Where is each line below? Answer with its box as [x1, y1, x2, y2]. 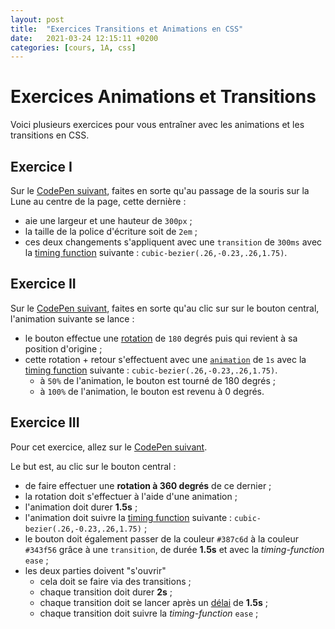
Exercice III [10, 414, 80, 431]
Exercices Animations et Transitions [10, 86, 317, 108]
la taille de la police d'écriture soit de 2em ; [24, 226, 198, 237]
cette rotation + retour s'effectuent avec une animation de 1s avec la [24, 353, 307, 365]
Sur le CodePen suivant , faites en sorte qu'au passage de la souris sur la [10, 185, 310, 196]
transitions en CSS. [10, 129, 90, 141]
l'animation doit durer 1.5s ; [24, 501, 138, 513]
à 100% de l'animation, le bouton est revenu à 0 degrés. [39, 385, 265, 397]
